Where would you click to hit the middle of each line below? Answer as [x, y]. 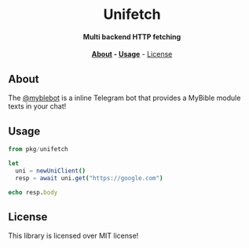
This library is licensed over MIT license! [73, 236]
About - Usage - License [132, 54]
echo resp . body [33, 192]
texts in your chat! [37, 106]
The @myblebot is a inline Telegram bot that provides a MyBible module [124, 98]
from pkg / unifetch [38, 150]
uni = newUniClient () [51, 171]
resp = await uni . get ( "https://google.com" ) [89, 178]
